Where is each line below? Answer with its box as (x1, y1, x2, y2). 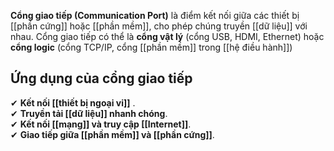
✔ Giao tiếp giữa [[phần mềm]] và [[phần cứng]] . (10, 128, 215, 140)
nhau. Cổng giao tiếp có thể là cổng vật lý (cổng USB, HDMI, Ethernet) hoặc (10, 31, 325, 42)
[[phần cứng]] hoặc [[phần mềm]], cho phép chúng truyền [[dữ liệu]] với (10, 20, 308, 32)
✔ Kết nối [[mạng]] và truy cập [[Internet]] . (10, 118, 192, 130)
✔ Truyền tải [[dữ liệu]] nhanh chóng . (10, 107, 168, 119)
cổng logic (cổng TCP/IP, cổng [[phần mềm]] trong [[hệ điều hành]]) (10, 41, 293, 53)
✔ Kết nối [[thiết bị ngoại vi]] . (10, 96, 136, 109)
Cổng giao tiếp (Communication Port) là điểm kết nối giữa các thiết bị (10, 10, 300, 21)
